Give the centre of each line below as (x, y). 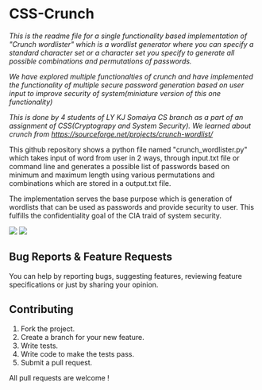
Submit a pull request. (56, 362)
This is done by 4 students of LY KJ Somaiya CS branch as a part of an (126, 117)
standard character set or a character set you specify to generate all (122, 52)
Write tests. (39, 346)
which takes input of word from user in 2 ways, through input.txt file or (124, 158)
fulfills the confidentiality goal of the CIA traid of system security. (115, 215)
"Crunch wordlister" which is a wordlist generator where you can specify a (131, 44)
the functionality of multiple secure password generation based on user (127, 85)
